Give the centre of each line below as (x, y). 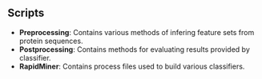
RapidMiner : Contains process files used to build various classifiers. (132, 66)
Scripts (26, 13)
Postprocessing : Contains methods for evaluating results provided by (134, 49)
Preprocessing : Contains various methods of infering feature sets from (137, 32)
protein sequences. (51, 41)
